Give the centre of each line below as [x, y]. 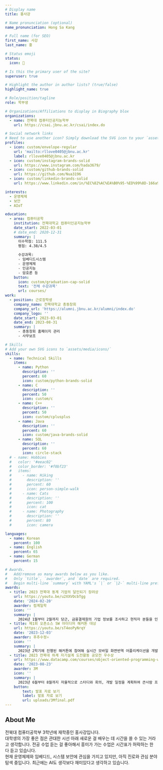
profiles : [15, 143]
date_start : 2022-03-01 [38, 228]
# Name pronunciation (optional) [39, 23]
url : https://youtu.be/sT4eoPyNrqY [50, 628]
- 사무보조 [27, 336]
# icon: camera [31, 525]
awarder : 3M [26, 669]
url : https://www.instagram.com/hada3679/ [57, 165]
